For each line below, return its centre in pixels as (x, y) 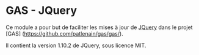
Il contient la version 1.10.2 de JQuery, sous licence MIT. (76, 45)
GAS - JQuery (42, 11)
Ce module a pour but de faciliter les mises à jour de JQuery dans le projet (99, 27)
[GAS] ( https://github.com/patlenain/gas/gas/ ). (64, 33)
